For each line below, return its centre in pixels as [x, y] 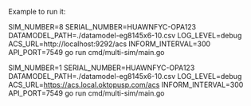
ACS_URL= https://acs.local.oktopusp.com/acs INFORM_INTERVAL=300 [126, 84]
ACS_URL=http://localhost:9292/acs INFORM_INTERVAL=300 [110, 44]
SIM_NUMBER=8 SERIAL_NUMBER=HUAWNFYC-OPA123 [102, 27]
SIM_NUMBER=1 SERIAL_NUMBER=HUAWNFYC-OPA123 [102, 68]
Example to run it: [37, 12]
